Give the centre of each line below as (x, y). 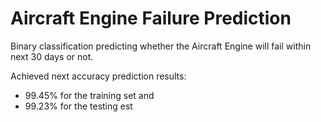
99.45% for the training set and (89, 95)
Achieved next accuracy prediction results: (98, 76)
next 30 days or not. (52, 56)
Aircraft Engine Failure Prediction (151, 18)
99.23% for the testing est (78, 106)
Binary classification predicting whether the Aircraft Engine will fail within (161, 46)
